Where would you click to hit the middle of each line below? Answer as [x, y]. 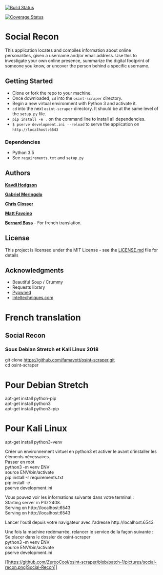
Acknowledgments [35, 270]
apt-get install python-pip [31, 399]
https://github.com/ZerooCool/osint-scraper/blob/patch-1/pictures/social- [82, 562]
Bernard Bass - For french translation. [43, 223]
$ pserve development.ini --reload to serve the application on [76, 124]
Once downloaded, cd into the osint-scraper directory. [67, 98]
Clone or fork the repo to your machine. [52, 93]
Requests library [29, 287]
